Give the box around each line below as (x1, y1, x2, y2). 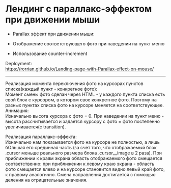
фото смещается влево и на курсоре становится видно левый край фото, (5, 166, 165, 172)
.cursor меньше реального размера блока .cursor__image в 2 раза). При (5, 150, 162, 156)
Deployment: (5, 60, 32, 66)
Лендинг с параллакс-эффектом (5, 3, 152, 15)
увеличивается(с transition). (5, 123, 66, 130)
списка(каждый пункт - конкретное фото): (5, 86, 98, 92)
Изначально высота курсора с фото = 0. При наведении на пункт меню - (5, 113, 164, 119)
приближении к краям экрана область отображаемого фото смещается (5, 155, 163, 161)
